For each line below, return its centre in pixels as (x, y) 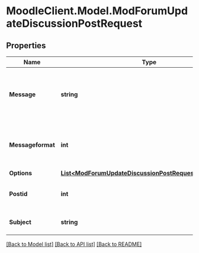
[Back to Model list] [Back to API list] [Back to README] (74, 244)
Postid (18, 194)
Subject (20, 222)
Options (21, 173)
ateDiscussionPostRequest (74, 23)
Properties (26, 45)
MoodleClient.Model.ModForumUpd (97, 11)
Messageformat (32, 145)
